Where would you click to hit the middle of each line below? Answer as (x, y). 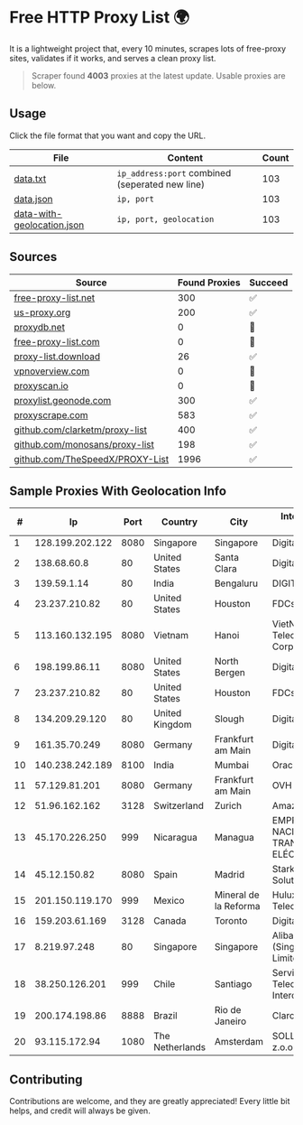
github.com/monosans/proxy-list (84, 444)
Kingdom (172, 725)
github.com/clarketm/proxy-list (80, 430)
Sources (33, 257)
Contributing (46, 1079)
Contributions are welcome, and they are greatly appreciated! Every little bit (150, 1102)
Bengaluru (236, 583)
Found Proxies (209, 283)
